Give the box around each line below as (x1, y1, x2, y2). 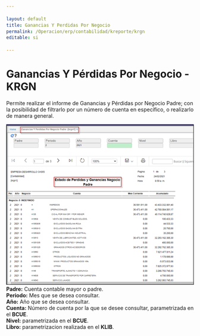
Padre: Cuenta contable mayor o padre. (6, 285, 104, 293)
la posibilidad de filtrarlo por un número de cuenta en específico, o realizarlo (6, 106, 194, 113)
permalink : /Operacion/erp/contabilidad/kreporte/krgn (6, 29, 145, 34)
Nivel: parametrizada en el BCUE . (6, 317, 89, 324)
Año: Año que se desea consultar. (6, 298, 90, 306)
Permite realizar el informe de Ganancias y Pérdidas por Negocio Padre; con (6, 99, 193, 106)
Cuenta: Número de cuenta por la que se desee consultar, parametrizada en (6, 304, 194, 312)
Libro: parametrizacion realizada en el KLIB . (6, 324, 114, 331)
